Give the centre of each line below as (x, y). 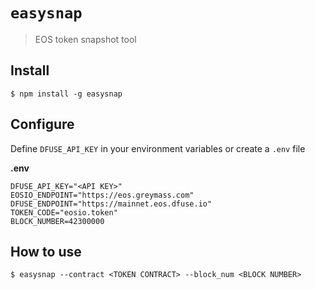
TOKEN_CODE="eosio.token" (64, 212)
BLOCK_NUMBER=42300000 (57, 221)
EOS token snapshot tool (85, 39)
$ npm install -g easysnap (66, 94)
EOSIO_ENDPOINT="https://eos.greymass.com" (102, 195)
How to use (46, 251)
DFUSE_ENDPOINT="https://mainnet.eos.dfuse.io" (111, 204)
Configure (42, 124)
